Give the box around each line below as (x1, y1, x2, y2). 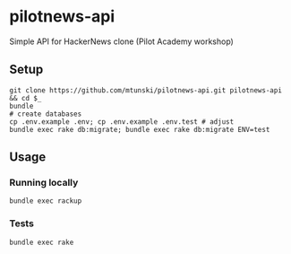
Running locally (9, 177, 79, 189)
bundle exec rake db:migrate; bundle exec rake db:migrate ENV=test (9, 125, 270, 134)
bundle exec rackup (9, 197, 82, 206)
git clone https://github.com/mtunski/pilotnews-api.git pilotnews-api (9, 85, 282, 95)
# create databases (9, 109, 82, 118)
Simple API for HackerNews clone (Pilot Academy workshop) (9, 36, 235, 47)
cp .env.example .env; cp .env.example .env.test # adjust (9, 117, 235, 127)
